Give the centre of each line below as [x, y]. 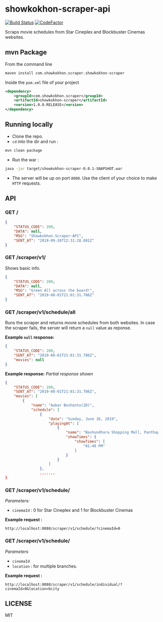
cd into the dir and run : [35, 141]
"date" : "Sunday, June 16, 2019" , [83, 419]
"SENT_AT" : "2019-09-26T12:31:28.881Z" [54, 240]
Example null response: [30, 338]
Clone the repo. [28, 136]
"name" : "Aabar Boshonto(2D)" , [63, 405]
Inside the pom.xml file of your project [42, 82]
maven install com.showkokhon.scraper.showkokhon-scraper [65, 73]
